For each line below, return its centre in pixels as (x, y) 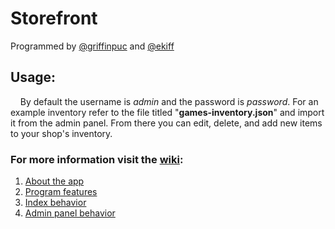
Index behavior (55, 203)
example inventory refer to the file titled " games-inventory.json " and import (167, 112)
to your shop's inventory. (61, 133)
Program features (61, 192)
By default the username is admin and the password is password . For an (169, 101)
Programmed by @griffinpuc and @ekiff (92, 46)
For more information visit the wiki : (97, 159)
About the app (54, 181)
